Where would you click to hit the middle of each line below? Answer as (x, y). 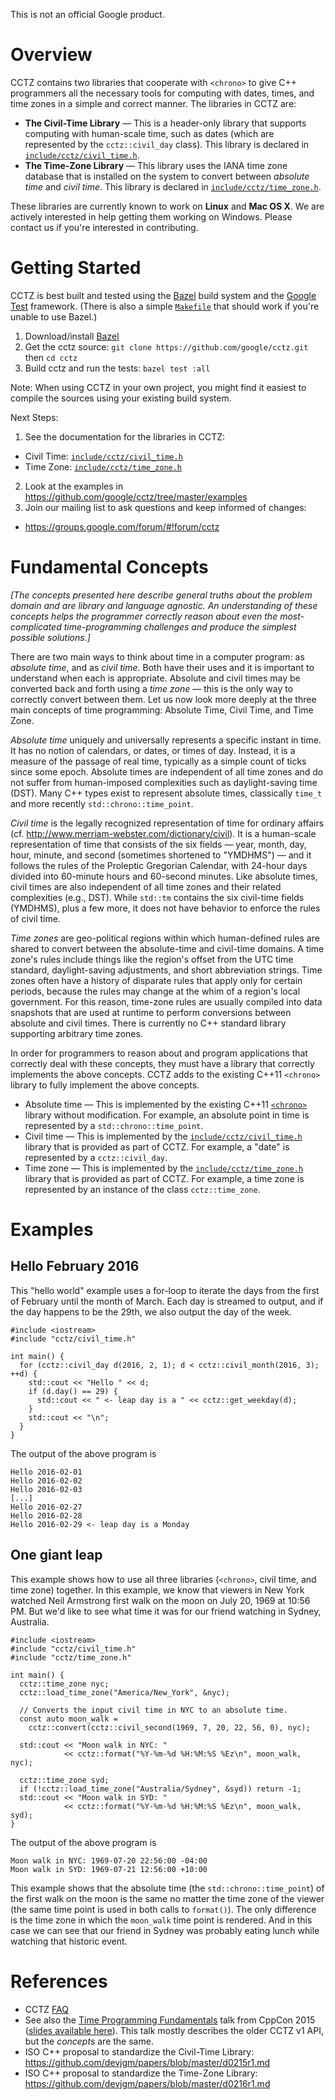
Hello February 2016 (75, 1266)
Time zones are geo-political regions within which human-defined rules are (165, 938)
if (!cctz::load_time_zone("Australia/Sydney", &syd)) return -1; (160, 1789)
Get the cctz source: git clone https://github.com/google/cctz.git (166, 346)
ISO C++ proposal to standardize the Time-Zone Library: (141, 2073)
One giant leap (56, 1555)
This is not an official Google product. (87, 14)
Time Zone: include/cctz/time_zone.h (103, 466)
